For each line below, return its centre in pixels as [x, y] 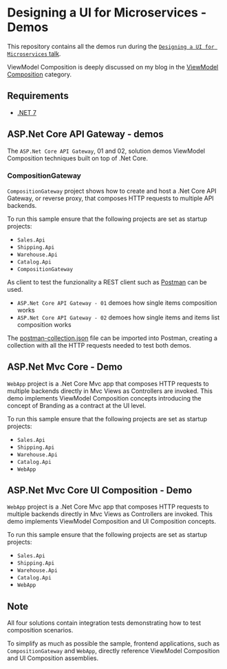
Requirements [38, 96]
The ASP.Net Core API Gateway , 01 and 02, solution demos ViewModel [106, 151]
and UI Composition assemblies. [53, 658]
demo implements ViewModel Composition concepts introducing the [104, 398]
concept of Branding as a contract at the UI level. [77, 405]
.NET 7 [26, 112]
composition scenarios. [40, 630]
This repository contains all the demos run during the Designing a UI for [111, 46]
